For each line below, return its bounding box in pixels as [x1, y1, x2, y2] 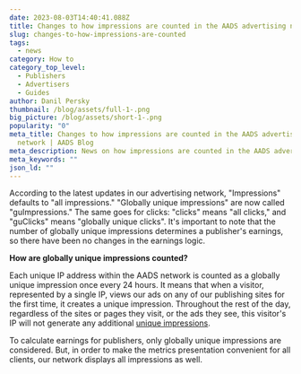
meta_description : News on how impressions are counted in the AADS [9, 146, 271, 155]
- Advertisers [17, 80, 70, 89]
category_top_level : [9, 64, 87, 73]
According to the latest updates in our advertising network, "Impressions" [9, 187, 281, 198]
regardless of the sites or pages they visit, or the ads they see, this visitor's [9, 309, 287, 319]
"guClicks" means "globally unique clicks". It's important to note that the [9, 216, 276, 227]
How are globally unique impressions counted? [9, 253, 188, 264]
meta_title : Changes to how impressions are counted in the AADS [9, 130, 258, 139]
